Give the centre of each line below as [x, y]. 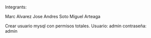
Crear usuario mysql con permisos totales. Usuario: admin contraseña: [76, 26]
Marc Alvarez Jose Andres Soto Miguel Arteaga [53, 16]
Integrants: [16, 7]
